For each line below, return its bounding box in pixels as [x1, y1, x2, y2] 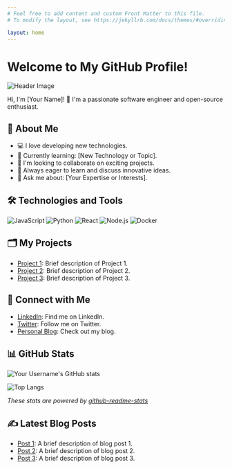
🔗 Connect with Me [7, 294, 91, 306]
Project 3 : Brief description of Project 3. [17, 274, 130, 282]
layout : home [7, 29, 45, 36]
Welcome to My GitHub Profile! [7, 59, 188, 75]
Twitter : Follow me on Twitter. [17, 319, 101, 328]
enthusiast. [7, 103, 39, 111]
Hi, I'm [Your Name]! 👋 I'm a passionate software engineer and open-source [7, 95, 223, 104]
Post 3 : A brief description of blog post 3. [17, 454, 135, 463]
